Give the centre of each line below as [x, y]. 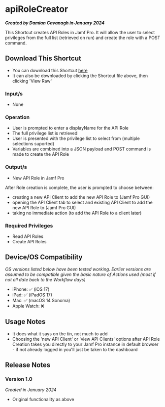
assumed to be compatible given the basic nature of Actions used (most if [81, 274]
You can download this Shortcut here [50, 70]
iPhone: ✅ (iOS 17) [31, 289]
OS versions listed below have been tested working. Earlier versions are [78, 269]
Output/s [16, 167]
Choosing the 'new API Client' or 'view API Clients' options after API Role [86, 339]
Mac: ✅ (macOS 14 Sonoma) [41, 300]
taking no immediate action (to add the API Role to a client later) [77, 213]
